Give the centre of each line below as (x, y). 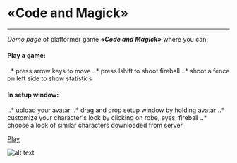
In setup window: (33, 95)
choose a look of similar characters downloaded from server (95, 126)
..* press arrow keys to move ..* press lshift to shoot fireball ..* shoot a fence (119, 71)
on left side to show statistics (50, 78)
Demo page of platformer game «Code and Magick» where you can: (108, 39)
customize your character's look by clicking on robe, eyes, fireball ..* (107, 118)
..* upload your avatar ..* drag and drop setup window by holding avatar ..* (116, 110)
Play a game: (26, 55)
